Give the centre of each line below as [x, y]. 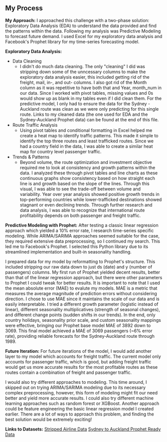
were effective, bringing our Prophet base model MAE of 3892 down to [78, 325]
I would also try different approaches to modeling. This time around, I [76, 382]
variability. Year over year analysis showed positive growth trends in [89, 194]
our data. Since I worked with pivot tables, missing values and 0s [86, 93]
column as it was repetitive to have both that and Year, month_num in [91, 88]
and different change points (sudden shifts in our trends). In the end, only [80, 315]
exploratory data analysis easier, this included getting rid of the [84, 77]
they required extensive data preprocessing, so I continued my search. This [83, 241]
